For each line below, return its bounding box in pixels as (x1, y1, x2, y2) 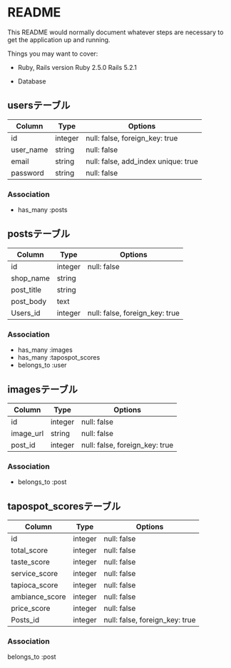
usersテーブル (7, 99, 71, 111)
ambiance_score (11, 592, 66, 602)
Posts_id (11, 615, 40, 625)
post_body (11, 296, 47, 306)
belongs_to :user (17, 361, 67, 370)
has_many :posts (17, 206, 68, 214)
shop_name (11, 273, 50, 283)
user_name (11, 144, 48, 154)
